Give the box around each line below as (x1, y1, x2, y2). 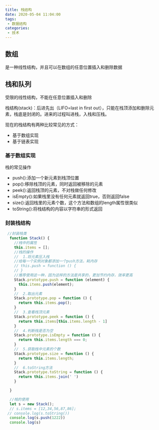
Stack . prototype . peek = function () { (14, 314, 94, 319)
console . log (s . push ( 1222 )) (9, 416, 65, 421)
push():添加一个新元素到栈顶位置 (12, 174, 79, 180)
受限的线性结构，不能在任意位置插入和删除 (5, 94, 92, 100)
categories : (5, 26, 30, 31)
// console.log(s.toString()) (7, 411, 70, 416)
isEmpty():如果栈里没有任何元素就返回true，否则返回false (12, 193, 130, 199)
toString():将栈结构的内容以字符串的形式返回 (12, 206, 103, 212)
